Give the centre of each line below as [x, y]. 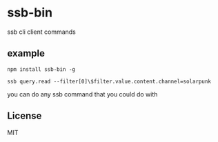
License [24, 116]
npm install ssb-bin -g [41, 69]
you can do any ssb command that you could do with [82, 94]
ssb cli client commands [41, 32]
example [26, 53]
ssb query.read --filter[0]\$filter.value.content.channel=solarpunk [109, 81]
